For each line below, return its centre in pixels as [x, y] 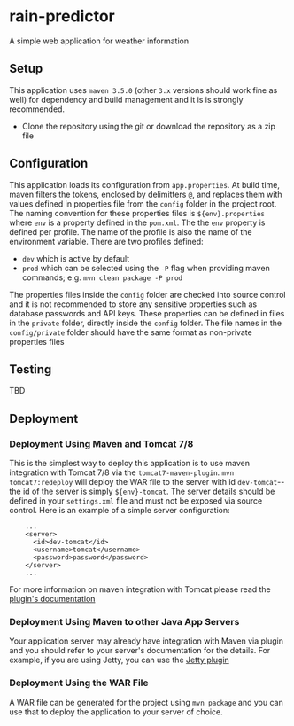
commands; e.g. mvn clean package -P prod [102, 277]
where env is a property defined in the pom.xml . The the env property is [137, 222]
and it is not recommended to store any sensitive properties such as [133, 304]
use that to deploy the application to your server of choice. [116, 712]
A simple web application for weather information [99, 41]
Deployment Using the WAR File [79, 683]
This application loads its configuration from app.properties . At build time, [145, 184]
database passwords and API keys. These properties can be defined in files [147, 313]
